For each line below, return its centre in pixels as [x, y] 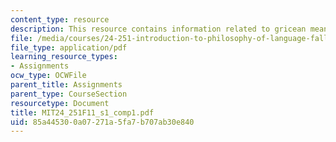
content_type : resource [60, 19]
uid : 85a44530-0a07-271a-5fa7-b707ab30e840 [102, 122]
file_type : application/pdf [69, 47]
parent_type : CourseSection [69, 94]
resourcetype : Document [60, 103]
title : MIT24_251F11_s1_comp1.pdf [82, 112]
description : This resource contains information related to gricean [158, 29]
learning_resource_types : [64, 57]
